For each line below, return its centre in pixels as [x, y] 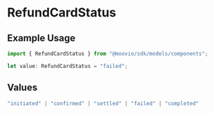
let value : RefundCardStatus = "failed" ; [68, 66]
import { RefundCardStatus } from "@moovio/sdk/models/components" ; [108, 54]
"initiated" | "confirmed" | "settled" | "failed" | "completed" [103, 103]
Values [22, 88]
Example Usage [41, 38]
